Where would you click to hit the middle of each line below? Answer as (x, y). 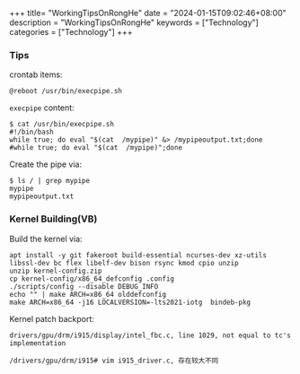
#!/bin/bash (31, 132)
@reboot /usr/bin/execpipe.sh (66, 91)
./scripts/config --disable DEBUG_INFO (84, 286)
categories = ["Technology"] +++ (71, 32)
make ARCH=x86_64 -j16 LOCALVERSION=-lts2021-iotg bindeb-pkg (130, 302)
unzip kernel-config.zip (56, 271)
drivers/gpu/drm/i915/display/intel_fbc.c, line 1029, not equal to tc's (150, 335)
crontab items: (36, 74)
